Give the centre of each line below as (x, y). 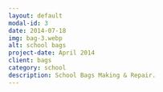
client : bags (30, 61)
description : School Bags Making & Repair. (82, 75)
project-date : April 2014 (51, 53)
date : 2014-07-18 (37, 30)
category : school (37, 68)
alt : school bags (37, 46)
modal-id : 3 (28, 23)
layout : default (35, 16)
